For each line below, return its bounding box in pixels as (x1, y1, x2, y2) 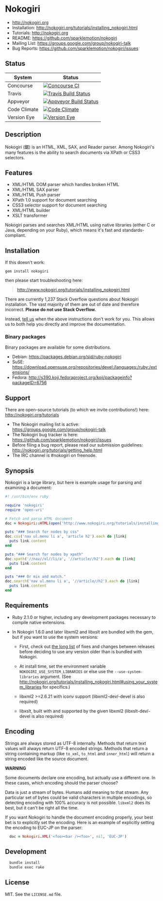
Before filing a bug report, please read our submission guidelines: (12, 442, 143, 448)
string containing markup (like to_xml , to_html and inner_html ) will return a (5, 751, 154, 756)
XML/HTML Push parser (12, 192, 61, 198)
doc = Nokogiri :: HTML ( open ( (5, 521, 62, 526)
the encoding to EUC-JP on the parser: (5, 825, 83, 830)
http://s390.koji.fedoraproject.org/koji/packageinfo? (28, 375, 132, 380)
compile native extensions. (12, 619, 66, 625)
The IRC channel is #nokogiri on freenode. (12, 452, 97, 458)
